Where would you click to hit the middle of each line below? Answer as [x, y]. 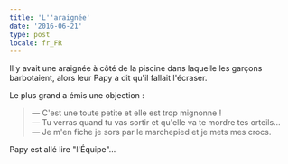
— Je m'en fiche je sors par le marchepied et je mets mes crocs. [151, 132]
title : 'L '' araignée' [50, 18]
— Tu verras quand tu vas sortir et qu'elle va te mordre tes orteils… [156, 123]
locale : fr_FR [36, 43]
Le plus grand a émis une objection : [77, 96]
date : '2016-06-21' [46, 26]
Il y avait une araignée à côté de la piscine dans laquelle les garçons [136, 68]
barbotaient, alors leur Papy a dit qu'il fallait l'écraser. [108, 78]
